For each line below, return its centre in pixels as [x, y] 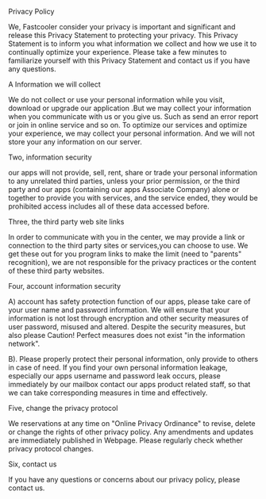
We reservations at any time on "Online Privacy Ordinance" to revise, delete [132, 423]
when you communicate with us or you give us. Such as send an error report [133, 117]
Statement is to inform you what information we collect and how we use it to [133, 44]
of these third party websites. [56, 271]
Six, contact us [33, 464]
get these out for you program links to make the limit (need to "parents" [125, 254]
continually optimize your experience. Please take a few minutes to [118, 52]
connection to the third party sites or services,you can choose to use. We [128, 246]
